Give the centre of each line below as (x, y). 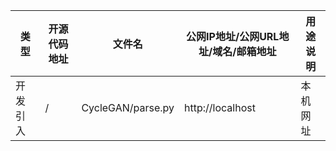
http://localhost (220, 107)
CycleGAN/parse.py (128, 107)
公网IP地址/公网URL (233, 36)
